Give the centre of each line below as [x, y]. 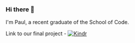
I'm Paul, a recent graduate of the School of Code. [67, 22]
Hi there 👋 [20, 9]
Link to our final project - [36, 34]
